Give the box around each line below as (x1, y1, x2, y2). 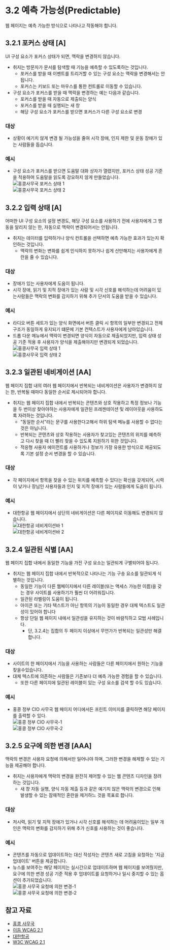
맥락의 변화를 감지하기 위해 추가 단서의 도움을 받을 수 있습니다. (35, 293, 158, 299)
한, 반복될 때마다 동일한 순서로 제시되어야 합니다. (10, 389, 107, 395)
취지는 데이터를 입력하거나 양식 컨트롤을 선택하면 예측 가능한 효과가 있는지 (12, 235, 159, 241)
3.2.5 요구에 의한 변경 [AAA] (5, 741, 92, 750)
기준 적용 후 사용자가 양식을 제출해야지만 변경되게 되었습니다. (18, 339, 139, 345)
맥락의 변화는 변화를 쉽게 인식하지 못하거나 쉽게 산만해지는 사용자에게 (20, 248, 157, 254)
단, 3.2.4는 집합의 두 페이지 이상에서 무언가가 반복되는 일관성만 (27, 627, 152, 634)
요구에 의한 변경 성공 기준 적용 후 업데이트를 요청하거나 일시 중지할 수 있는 (12, 871, 159, 877)
